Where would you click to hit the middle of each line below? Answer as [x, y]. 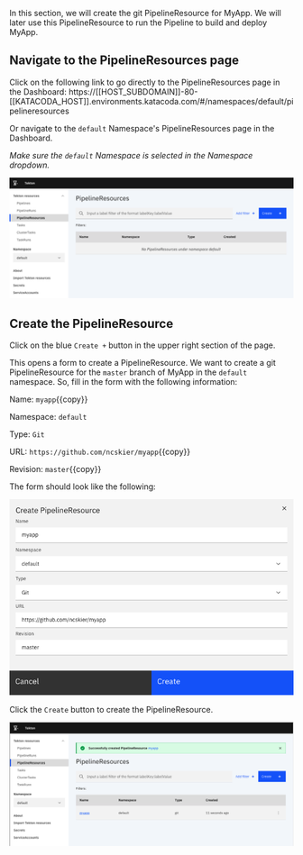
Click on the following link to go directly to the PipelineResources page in [145, 82]
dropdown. [30, 165]
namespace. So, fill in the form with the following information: [124, 382]
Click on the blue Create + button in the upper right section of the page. [142, 345]
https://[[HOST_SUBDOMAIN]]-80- [133, 91]
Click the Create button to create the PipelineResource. [111, 709]
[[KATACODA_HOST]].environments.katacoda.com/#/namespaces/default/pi [151, 101]
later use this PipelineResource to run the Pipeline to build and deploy [138, 23]
